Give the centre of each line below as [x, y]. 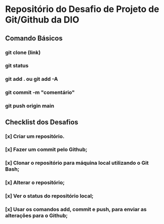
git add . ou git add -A [32, 79]
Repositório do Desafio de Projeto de [82, 9]
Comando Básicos [34, 38]
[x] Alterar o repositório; [35, 183]
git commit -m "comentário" [40, 92]
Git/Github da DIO [42, 20]
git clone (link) [23, 52]
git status [17, 66]
